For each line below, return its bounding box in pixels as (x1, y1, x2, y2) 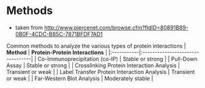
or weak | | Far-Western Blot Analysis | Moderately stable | (6, 75, 154, 82)
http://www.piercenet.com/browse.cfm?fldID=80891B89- (43, 24, 188, 31)
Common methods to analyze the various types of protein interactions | (6, 42, 186, 50)
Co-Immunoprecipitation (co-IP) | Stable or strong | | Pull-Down (37, 55, 198, 62)
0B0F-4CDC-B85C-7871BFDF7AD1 (15, 30, 103, 37)
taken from (15, 24, 43, 31)
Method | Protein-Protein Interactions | (6, 48, 108, 56)
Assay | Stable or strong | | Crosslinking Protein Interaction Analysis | (6, 62, 181, 69)
